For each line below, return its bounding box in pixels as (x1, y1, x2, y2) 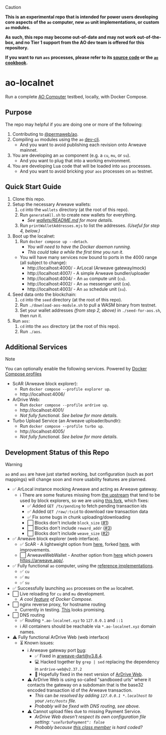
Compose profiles (5, 371, 42, 377)
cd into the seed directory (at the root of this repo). (19, 296, 123, 302)
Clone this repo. (12, 196, 45, 202)
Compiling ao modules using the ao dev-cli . (12, 136, 100, 142)
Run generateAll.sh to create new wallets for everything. (19, 212, 137, 218)
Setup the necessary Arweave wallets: (12, 201, 91, 207)
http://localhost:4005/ (19, 429, 65, 435)
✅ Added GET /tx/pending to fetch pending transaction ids (27, 503, 147, 509)
